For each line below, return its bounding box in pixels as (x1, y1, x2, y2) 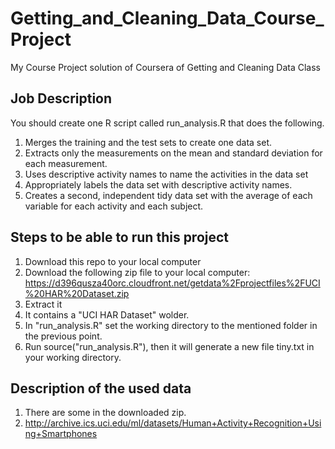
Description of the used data (10, 380, 192, 397)
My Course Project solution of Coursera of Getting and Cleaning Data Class (10, 61, 321, 73)
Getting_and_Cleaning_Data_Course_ (10, 7, 325, 30)
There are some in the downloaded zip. (24, 407, 187, 419)
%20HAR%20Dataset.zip (24, 287, 130, 299)
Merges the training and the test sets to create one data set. (24, 136, 272, 148)
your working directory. (24, 351, 122, 363)
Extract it (24, 298, 63, 310)
